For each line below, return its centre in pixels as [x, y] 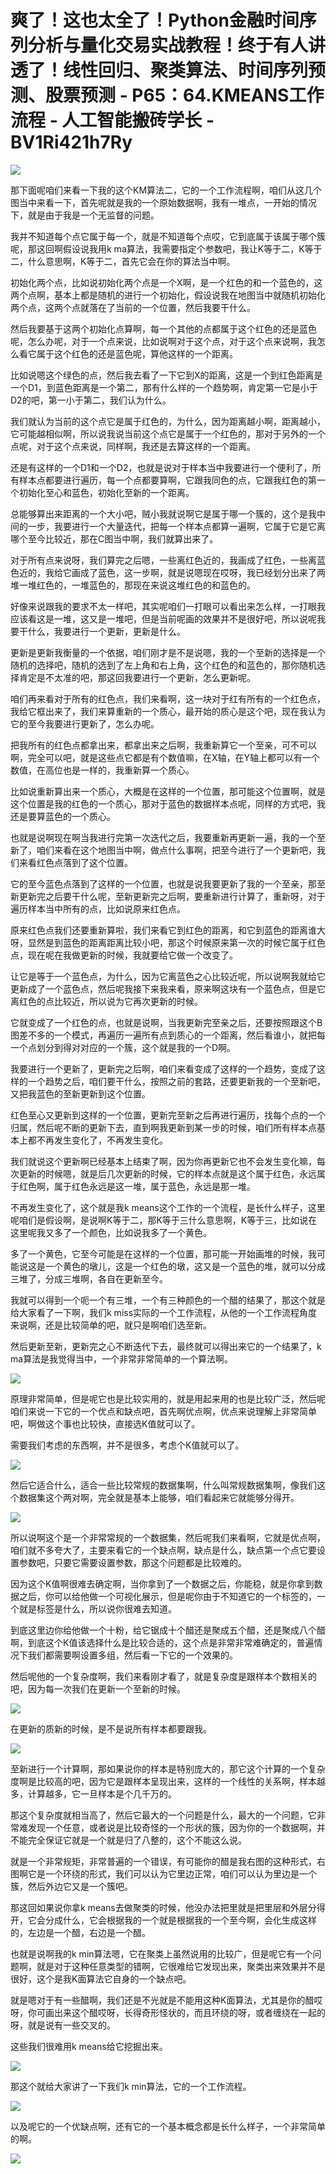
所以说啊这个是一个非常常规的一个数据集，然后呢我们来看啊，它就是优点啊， [168, 1537]
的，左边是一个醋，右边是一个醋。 [80, 1932]
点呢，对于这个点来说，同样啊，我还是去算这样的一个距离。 [133, 446]
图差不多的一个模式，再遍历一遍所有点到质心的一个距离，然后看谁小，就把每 [168, 1035]
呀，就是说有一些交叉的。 [63, 2025]
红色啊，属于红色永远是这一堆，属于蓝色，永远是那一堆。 [137, 1186]
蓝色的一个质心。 [80, 816]
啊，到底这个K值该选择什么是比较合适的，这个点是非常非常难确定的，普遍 [162, 1642]
